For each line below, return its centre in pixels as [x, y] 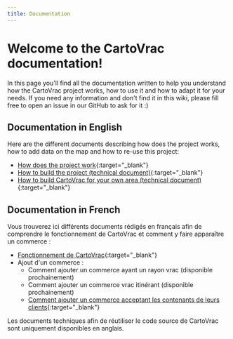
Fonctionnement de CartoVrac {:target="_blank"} [87, 255]
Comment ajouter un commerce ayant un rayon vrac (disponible [120, 270]
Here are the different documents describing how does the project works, [114, 144]
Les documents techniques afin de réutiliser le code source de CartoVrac [113, 321]
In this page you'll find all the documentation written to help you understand [117, 83]
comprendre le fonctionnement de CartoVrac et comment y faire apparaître [116, 234]
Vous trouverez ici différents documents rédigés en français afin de [105, 227]
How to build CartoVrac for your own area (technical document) [109, 180]
